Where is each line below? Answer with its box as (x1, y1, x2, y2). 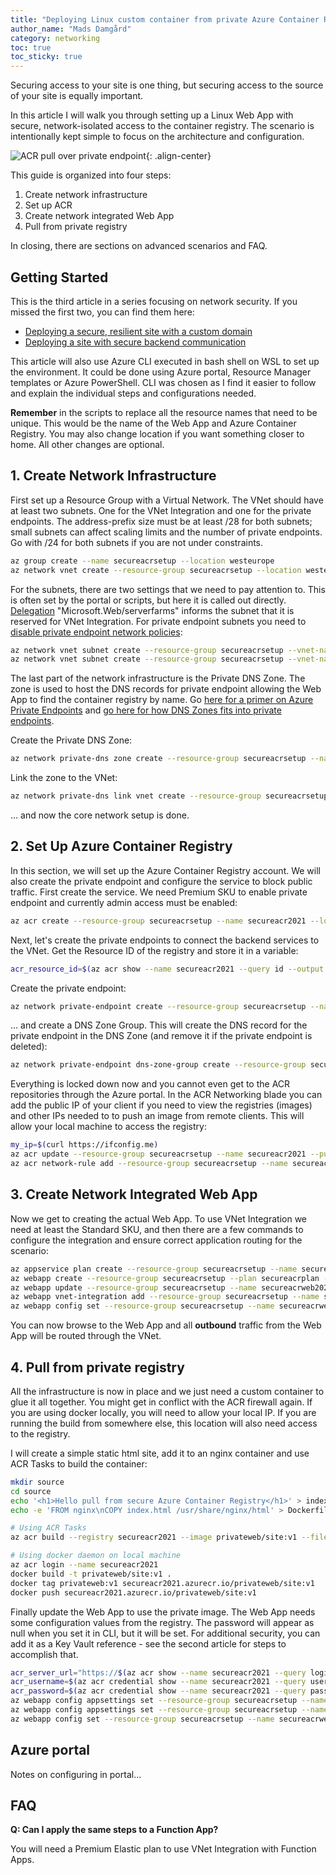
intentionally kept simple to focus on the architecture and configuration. (10, 131, 305, 143)
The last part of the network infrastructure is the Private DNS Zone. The (10, 672, 306, 685)
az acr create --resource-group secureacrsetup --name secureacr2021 (10, 916, 307, 926)
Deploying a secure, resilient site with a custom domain (24, 325, 253, 337)
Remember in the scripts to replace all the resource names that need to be (10, 406, 318, 418)
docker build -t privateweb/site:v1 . (10, 1569, 172, 1579)
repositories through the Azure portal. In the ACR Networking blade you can (10, 1089, 323, 1101)
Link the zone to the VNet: (10, 772, 118, 784)
